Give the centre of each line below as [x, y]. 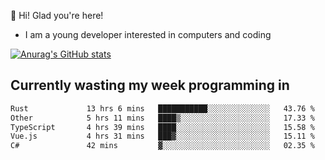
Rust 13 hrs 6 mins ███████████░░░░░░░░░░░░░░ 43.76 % [162, 108]
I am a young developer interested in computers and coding [148, 34]
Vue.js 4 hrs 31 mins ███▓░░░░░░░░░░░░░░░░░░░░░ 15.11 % [162, 136]
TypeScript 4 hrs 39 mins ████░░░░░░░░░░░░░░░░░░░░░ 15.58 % [162, 127]
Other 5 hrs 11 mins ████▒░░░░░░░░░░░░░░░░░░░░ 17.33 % [162, 118]
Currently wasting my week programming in [150, 85]
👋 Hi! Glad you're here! [57, 15]
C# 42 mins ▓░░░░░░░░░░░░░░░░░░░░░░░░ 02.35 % [162, 146]
